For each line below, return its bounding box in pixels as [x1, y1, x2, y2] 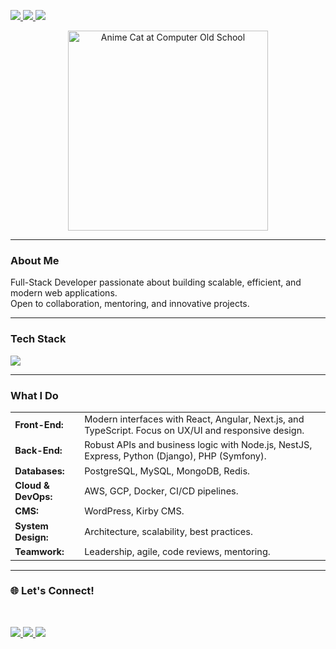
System [14, 520, 49, 532]
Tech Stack [10, 332, 67, 346]
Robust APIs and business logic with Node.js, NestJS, [84, 439, 313, 452]
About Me [10, 253, 60, 267]
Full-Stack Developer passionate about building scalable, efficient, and [10, 276, 302, 289]
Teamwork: [14, 546, 65, 559]
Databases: [14, 465, 65, 477]
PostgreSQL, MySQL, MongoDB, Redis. [84, 465, 250, 477]
